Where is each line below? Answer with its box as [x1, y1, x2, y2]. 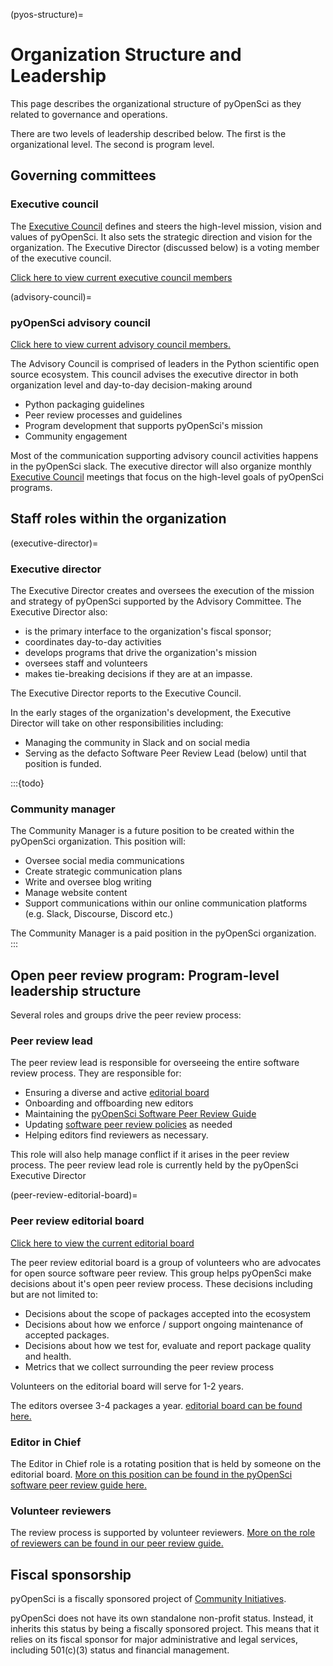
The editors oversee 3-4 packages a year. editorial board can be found [10, 1399, 303, 1411]
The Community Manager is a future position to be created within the [10, 825, 295, 837]
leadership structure [10, 982, 142, 999]
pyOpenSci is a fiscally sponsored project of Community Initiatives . [10, 1593, 287, 1605]
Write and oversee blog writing [24, 876, 152, 888]
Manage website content [24, 887, 128, 899]
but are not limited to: [10, 1288, 98, 1300]
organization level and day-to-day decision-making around [10, 379, 253, 391]
